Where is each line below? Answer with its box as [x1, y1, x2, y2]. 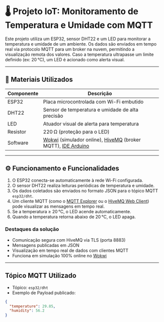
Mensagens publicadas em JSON [12, 242, 80, 248]
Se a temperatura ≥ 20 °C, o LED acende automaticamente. [12, 208, 131, 214]
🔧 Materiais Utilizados [5, 75, 73, 84]
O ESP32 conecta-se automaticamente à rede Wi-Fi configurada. [12, 177, 143, 183]
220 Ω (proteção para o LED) [43, 128, 110, 135]
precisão [43, 112, 63, 119]
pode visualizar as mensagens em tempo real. [12, 203, 105, 209]
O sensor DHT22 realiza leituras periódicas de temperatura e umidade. [12, 182, 155, 188]
